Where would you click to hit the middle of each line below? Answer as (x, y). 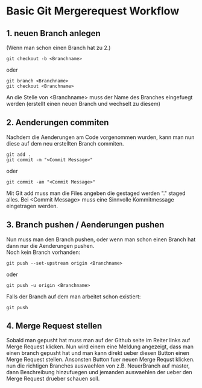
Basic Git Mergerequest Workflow (93, 11)
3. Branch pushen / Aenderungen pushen (85, 225)
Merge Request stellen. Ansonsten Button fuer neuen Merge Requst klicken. (100, 360)
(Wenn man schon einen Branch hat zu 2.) (58, 48)
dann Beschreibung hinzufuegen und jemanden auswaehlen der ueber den (99, 372)
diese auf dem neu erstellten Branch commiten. (65, 143)
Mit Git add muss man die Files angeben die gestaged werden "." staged (96, 193)
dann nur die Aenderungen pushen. (50, 245)
